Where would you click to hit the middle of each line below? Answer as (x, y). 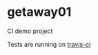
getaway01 (39, 12)
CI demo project (30, 31)
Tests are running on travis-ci (49, 44)
